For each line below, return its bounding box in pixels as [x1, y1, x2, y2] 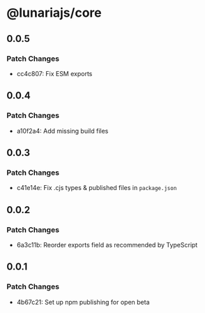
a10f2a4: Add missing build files [16, 126, 109, 135]
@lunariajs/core [6, 5, 102, 21]
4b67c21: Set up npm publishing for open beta [16, 298, 151, 306]
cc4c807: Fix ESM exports [16, 69, 93, 78]
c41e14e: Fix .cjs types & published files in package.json [16, 184, 177, 192]
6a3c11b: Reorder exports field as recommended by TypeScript [16, 240, 198, 249]
